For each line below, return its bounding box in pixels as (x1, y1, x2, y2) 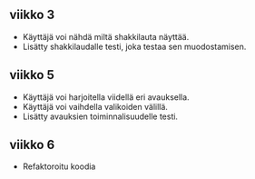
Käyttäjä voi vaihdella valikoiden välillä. (22, 101, 168, 112)
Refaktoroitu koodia (22, 161, 96, 172)
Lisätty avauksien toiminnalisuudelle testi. (22, 111, 179, 122)
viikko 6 (9, 137, 55, 153)
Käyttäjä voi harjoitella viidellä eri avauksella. (22, 91, 190, 103)
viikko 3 (9, 7, 55, 23)
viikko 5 (9, 67, 54, 83)
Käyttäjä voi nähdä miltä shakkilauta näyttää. (22, 31, 190, 42)
